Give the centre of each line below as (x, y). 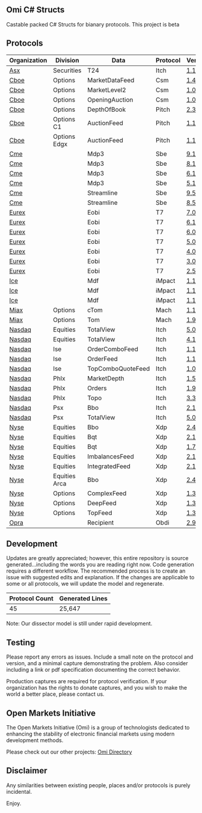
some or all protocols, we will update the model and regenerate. (85, 584)
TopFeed (99, 513)
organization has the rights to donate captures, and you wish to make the (97, 688)
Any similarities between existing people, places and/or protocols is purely (98, 785)
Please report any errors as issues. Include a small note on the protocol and (100, 657)
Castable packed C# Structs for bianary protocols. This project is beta (93, 24)
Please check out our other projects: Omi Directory (69, 752)
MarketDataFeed (111, 80)
